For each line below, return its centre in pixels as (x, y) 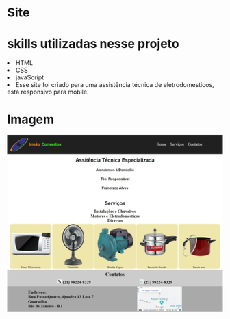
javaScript (30, 77)
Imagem (31, 119)
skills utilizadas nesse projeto (93, 44)
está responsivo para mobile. (48, 92)
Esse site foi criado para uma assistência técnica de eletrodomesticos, (115, 85)
